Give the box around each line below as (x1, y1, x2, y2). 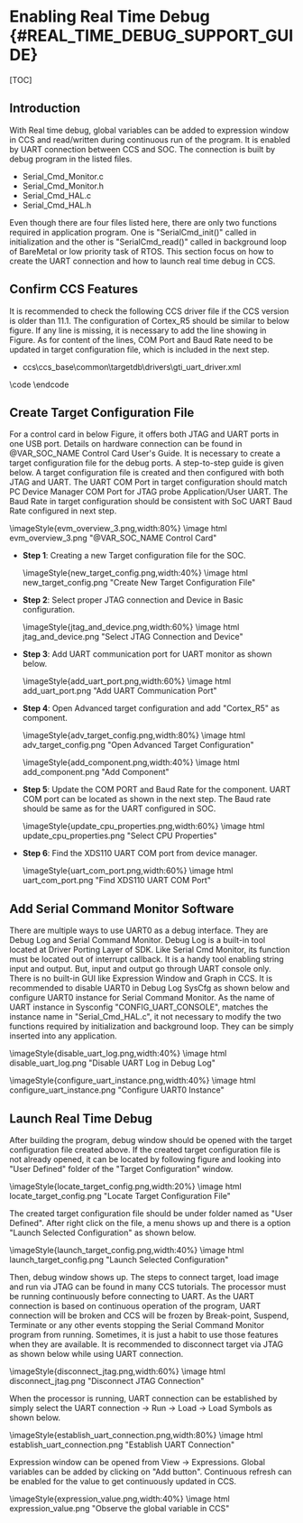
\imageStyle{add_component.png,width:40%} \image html (22, 757, 241, 768)
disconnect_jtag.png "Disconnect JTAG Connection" (9, 1376, 205, 1386)
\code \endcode (9, 379, 69, 390)
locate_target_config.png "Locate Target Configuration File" (9, 1191, 232, 1201)
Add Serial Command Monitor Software (9, 900, 234, 917)
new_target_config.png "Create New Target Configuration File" (22, 577, 256, 588)
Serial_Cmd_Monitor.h (22, 180, 104, 191)
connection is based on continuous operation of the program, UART (9, 1301, 262, 1311)
